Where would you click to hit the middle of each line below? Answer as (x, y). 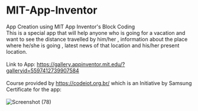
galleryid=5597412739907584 (43, 70)
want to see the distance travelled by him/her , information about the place (97, 39)
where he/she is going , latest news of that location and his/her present (93, 45)
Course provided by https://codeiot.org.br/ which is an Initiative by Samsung (99, 83)
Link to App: (21, 64)
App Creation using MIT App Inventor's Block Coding (71, 27)
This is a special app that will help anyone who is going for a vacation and (96, 32)
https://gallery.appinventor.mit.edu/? (81, 64)
